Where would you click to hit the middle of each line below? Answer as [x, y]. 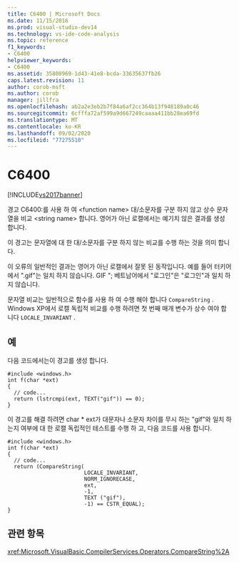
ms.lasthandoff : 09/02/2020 [49, 133]
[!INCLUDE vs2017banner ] [45, 195]
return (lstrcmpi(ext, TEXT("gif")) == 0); [79, 399]
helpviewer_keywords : [40, 61]
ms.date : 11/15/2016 [38, 21]
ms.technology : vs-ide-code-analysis [63, 34]
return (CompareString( [49, 467]
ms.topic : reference [38, 41]
